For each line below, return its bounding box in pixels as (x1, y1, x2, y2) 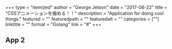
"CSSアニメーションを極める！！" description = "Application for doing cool (5, 10, 164, 16)
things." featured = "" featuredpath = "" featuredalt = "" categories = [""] (5, 16, 159, 22)
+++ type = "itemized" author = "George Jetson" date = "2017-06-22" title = (5, 5, 167, 10)
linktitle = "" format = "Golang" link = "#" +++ (5, 21, 102, 27)
